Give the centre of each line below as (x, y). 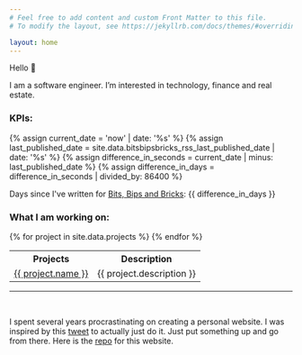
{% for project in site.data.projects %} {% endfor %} (106, 236)
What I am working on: (59, 217)
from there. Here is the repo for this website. (91, 341)
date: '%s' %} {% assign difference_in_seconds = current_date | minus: (142, 157)
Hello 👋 (22, 68)
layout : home (34, 42)
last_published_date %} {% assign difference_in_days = (112, 167)
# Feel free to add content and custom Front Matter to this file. (138, 18)
